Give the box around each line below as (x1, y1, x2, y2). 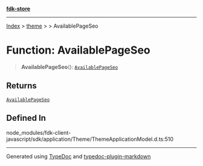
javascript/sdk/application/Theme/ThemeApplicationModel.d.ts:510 (6, 135, 174, 143)
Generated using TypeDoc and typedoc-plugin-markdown (6, 153, 151, 160)
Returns (6, 81, 37, 91)
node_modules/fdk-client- (6, 129, 71, 136)
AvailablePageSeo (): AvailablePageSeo (21, 63, 118, 70)
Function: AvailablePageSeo (6, 43, 150, 57)
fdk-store (6, 5, 31, 12)
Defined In (6, 113, 47, 123)
